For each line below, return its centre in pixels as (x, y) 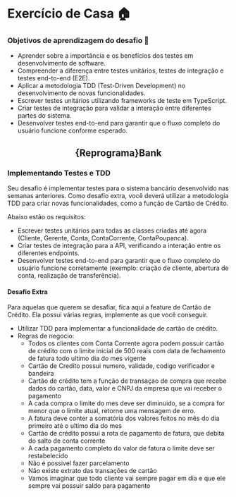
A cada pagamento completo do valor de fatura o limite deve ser (121, 448)
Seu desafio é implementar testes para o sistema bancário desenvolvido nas (118, 188)
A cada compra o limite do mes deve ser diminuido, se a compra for (126, 403)
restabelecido (48, 456)
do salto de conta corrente (67, 441)
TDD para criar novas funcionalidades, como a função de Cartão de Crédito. (118, 203)
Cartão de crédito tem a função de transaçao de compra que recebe (127, 381)
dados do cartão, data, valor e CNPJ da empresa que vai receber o (125, 388)
